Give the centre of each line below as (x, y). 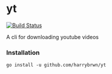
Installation (23, 52)
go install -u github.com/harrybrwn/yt (56, 65)
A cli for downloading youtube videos (53, 37)
